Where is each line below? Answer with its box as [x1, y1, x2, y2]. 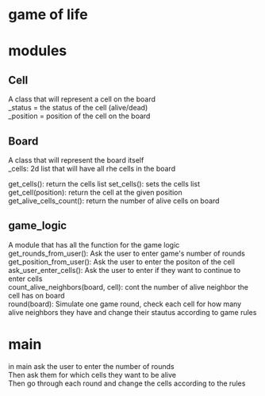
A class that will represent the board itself [8, 156, 144, 164]
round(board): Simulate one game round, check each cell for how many [8, 299, 242, 309]
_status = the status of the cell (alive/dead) [8, 103, 148, 113]
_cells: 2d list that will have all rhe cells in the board [8, 164, 176, 173]
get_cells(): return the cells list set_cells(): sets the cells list [8, 179, 201, 188]
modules [8, 42, 67, 60]
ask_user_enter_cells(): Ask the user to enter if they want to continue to [8, 265, 240, 275]
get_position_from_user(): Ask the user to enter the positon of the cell [8, 256, 236, 267]
